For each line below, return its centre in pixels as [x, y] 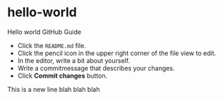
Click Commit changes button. [62, 76]
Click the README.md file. [52, 45]
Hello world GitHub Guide [44, 32]
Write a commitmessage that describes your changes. [96, 68]
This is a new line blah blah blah [54, 89]
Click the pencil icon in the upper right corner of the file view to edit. [117, 53]
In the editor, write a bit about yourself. [74, 60]
